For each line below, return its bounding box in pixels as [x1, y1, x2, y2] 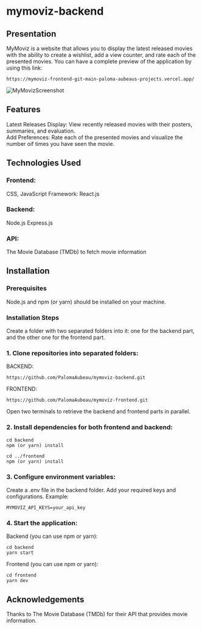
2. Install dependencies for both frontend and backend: [6, 423, 173, 432]
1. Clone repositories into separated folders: [6, 349, 139, 357]
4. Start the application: [6, 518, 78, 527]
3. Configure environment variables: [6, 472, 116, 481]
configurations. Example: [6, 493, 69, 500]
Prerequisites [6, 284, 47, 293]
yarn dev [6, 578, 29, 584]
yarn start [6, 550, 34, 556]
